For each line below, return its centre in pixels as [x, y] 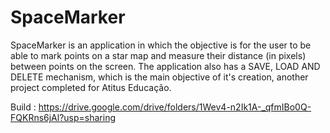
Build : [23, 107]
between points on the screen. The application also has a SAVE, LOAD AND [165, 66]
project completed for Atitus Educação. [91, 87]
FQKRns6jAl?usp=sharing [63, 117]
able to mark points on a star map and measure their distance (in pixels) [158, 55]
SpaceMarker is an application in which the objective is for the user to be [161, 45]
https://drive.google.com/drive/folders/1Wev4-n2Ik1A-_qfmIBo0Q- [175, 107]
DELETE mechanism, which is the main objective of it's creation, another [159, 77]
